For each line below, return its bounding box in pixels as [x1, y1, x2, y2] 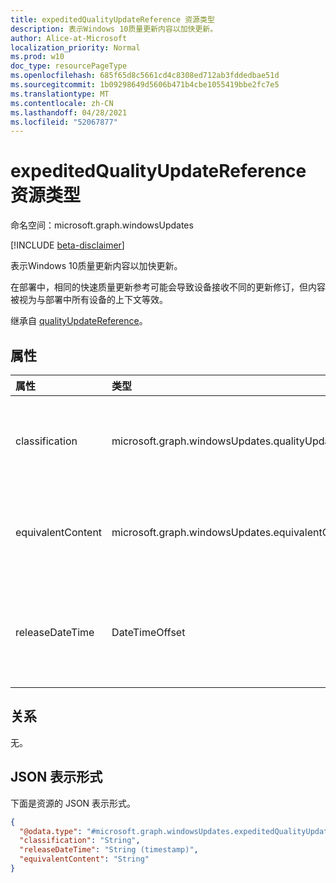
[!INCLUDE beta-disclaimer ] [10, 239, 125, 251]
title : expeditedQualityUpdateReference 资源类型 [10, 14, 215, 25]
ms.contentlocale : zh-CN [10, 98, 114, 108]
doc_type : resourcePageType [10, 61, 128, 71]
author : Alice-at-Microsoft [10, 33, 128, 43]
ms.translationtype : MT [10, 89, 110, 99]
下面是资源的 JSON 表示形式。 [10, 797, 137, 809]
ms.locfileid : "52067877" [10, 117, 118, 127]
